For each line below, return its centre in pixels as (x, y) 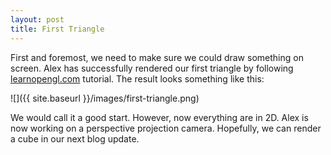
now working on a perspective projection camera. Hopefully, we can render (166, 128)
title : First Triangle (57, 29)
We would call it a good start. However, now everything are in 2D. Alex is (159, 117)
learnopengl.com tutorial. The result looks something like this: (137, 78)
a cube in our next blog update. (75, 138)
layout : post (37, 19)
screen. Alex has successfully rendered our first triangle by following (152, 68)
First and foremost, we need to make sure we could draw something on (157, 57)
